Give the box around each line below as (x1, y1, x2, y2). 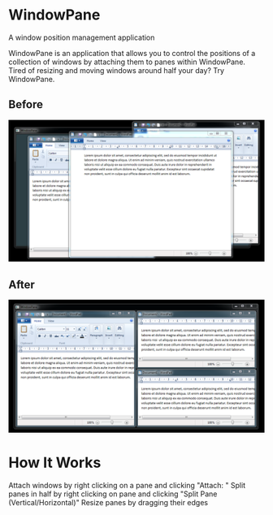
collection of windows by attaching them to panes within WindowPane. (8, 57, 246, 67)
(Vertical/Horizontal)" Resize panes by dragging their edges (8, 497, 209, 507)
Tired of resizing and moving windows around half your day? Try (8, 65, 225, 75)
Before (8, 97, 43, 111)
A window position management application (8, 32, 155, 42)
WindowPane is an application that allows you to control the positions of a (8, 48, 256, 58)
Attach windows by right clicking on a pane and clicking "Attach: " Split (8, 480, 246, 490)
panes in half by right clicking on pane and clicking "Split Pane (8, 489, 218, 499)
